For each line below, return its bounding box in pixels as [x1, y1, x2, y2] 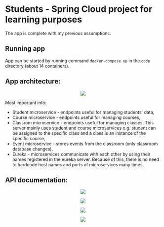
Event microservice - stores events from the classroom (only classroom [12, 141, 158, 147]
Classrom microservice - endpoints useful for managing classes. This [12, 119, 154, 125]
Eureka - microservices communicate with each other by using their [12, 151, 151, 157]
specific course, [12, 135, 45, 141]
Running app [5, 44, 45, 53]
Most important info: [5, 100, 47, 106]
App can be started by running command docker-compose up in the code [5, 58, 150, 64]
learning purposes [5, 14, 82, 25]
